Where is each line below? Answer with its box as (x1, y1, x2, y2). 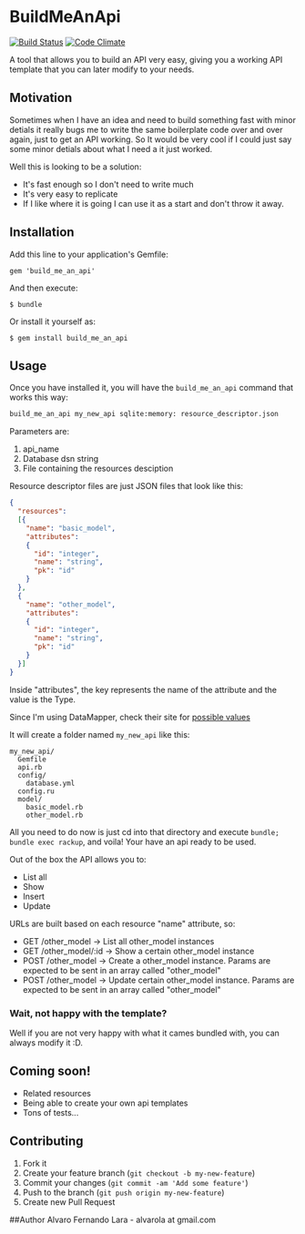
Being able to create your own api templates (22, 1097, 188, 1108)
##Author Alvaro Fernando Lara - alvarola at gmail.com (9, 1214, 217, 1225)
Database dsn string (22, 454, 99, 464)
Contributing (9, 1134, 84, 1149)
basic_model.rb (25, 802, 84, 811)
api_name (22, 444, 60, 454)
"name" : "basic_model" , (25, 524, 117, 533)
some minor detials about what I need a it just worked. (9, 143, 213, 154)
